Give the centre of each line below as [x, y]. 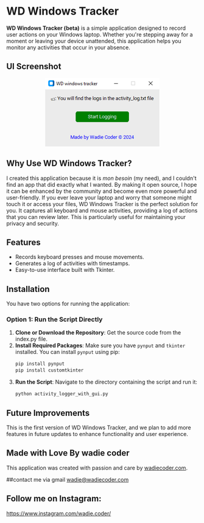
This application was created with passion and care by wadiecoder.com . [97, 468]
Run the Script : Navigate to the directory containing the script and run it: [106, 382]
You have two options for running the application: [68, 304]
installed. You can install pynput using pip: [67, 352]
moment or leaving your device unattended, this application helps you [94, 41]
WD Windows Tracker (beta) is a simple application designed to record [96, 28]
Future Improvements [48, 413]
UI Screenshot [34, 67]
